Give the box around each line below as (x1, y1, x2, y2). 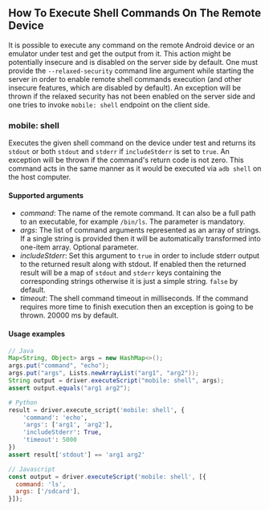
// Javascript (8, 465, 56, 473)
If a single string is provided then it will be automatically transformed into (19, 234, 261, 244)
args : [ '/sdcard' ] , (15, 488, 81, 496)
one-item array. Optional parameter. (19, 242, 139, 252)
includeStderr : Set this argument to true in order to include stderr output (19, 251, 259, 261)
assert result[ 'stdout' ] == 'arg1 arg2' (8, 451, 146, 459)
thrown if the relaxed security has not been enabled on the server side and (8, 91, 255, 101)
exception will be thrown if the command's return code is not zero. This (8, 156, 244, 165)
